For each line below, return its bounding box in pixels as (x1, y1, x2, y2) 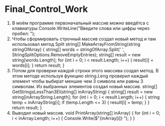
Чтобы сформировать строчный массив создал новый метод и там (11, 36, 156, 42)
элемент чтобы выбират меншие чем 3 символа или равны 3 (11, 78, 143, 84)
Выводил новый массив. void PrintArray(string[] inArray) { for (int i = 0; (11, 110, 160, 116)
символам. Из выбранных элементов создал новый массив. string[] (11, 83, 158, 89)
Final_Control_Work (4, 3, 88, 15)
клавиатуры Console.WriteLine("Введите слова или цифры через (11, 25, 150, 31)
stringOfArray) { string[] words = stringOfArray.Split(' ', (11, 46, 124, 52)
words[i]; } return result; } (11, 62, 64, 68)
